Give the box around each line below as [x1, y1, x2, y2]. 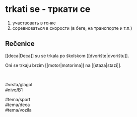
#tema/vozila [5, 107, 32, 113]
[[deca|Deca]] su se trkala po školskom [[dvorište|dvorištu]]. [5, 53, 129, 58]
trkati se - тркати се [5, 3, 91, 15]
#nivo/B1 [5, 87, 23, 93]
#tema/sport [5, 96, 31, 102]
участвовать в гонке [12, 20, 56, 26]
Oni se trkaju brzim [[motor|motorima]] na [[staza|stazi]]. [5, 62, 122, 68]
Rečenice [5, 40, 35, 48]
